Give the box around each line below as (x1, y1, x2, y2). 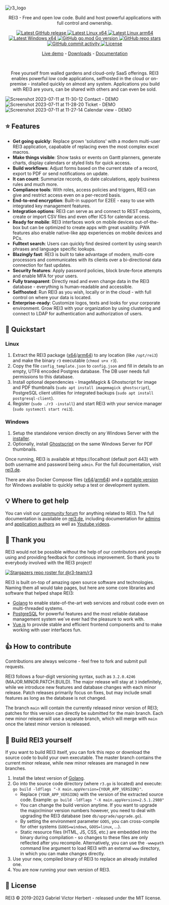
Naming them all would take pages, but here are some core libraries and (5, 585, 155, 591)
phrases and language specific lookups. (12, 246, 96, 252)
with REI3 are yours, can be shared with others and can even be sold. (12, 86, 157, 92)
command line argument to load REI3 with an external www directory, (20, 845, 160, 851)
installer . (12, 435, 30, 441)
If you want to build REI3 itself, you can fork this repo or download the (5, 749, 150, 755)
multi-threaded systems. (12, 605, 64, 611)
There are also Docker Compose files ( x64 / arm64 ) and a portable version (5, 477, 158, 483)
